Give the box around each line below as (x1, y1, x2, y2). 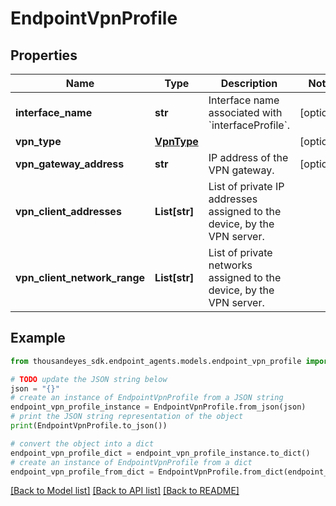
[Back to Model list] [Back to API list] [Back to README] (10, 485, 240, 497)
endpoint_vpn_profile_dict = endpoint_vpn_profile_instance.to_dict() (10, 448, 311, 458)
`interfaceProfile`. (208, 118, 291, 132)
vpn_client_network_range (15, 271, 146, 284)
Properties (10, 47, 78, 64)
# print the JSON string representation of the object (10, 412, 244, 422)
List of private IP (208, 180, 285, 193)
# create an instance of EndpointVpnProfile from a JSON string (10, 393, 284, 403)
